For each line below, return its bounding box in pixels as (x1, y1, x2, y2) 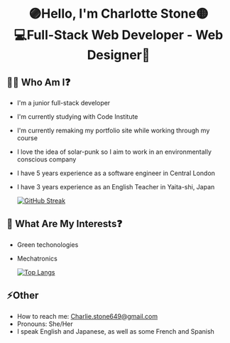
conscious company (16, 155, 77, 164)
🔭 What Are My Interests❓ (6, 218, 123, 230)
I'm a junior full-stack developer (16, 99, 111, 107)
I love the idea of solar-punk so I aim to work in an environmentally (16, 147, 212, 156)
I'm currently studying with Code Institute (16, 112, 138, 121)
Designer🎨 (87, 47, 150, 63)
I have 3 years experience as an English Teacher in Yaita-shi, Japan (16, 183, 215, 191)
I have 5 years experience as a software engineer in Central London (16, 169, 216, 177)
